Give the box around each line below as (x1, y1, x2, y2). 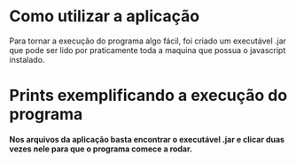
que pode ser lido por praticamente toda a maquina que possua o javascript (9, 44, 286, 55)
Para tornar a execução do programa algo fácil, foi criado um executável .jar (9, 35, 286, 46)
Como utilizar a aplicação (9, 6, 200, 27)
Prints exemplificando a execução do (9, 86, 288, 105)
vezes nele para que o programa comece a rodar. (9, 144, 193, 154)
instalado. (9, 54, 45, 65)
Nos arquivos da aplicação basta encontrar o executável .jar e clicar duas (9, 134, 285, 144)
